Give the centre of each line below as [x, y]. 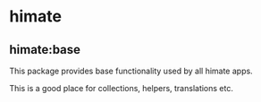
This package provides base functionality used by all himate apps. [131, 71]
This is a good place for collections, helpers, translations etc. [122, 88]
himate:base [45, 50]
